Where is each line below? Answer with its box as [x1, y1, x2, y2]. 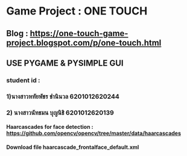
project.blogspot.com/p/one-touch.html [6, 37, 162, 48]
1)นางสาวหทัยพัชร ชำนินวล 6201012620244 [6, 92, 119, 101]
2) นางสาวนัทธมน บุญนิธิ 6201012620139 [6, 108, 115, 117]
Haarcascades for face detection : [6, 123, 93, 131]
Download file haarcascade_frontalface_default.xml [6, 143, 139, 151]
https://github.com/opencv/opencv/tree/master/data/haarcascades [6, 129, 182, 137]
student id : [6, 76, 40, 84]
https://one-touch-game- [30, 28, 128, 39]
